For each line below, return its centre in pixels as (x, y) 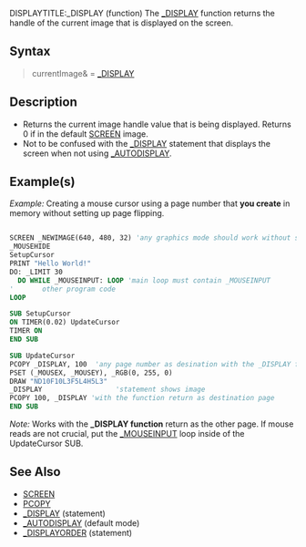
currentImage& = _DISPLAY (83, 73)
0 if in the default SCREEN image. (85, 134)
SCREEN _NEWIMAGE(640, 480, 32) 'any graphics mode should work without (150, 238)
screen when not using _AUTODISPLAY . (97, 153)
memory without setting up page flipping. (87, 213)
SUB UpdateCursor (42, 356)
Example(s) (42, 182)
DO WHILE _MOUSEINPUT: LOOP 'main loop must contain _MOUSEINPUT (144, 280)
